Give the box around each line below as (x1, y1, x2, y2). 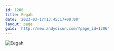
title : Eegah (5, 12, 33, 17)
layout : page (5, 21, 33, 27)
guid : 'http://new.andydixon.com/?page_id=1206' (5, 26, 110, 31)
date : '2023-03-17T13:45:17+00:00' (5, 17, 81, 22)
